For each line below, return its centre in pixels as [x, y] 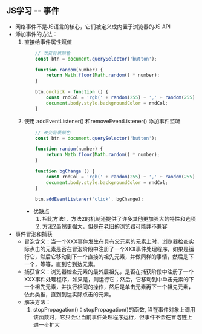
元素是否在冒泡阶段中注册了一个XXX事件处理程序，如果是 [117, 249]
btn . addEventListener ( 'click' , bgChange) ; [90, 199]
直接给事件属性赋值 [48, 42]
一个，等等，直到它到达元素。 [61, 264]
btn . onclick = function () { [72, 92]
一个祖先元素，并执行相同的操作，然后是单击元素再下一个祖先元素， [109, 287]
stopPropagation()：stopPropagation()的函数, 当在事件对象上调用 [114, 310]
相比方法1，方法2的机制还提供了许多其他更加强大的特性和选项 [119, 219]
